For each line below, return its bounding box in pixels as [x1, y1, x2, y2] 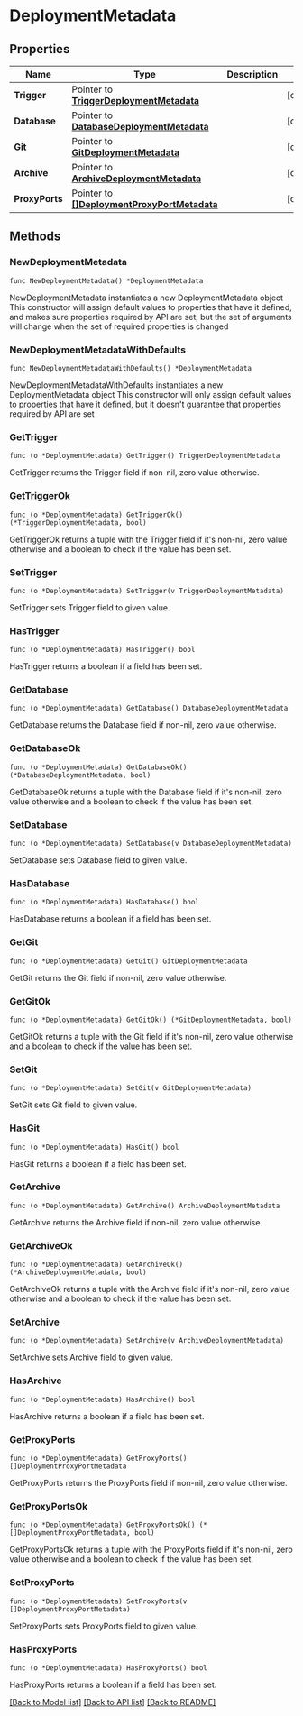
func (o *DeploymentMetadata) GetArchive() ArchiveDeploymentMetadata [9, 1201, 280, 1210]
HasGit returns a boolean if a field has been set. [9, 1158, 187, 1169]
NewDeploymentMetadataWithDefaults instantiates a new [9, 380, 224, 390]
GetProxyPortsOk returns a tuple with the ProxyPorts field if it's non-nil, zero [9, 1544, 293, 1555]
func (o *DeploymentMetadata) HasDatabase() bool [9, 898, 200, 907]
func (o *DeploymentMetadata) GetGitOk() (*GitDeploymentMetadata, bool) [9, 1015, 293, 1024]
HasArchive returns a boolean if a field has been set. [9, 1410, 205, 1421]
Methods [9, 229, 61, 244]
